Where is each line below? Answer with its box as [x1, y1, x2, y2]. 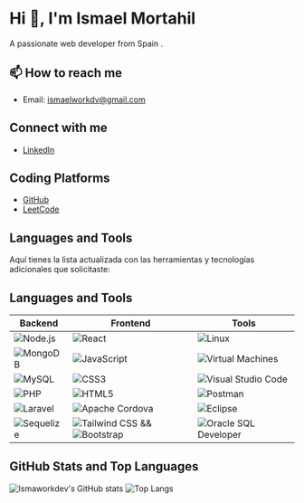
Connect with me [9, 120, 109, 136]
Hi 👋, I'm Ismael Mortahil [9, 8, 196, 29]
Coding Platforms [9, 170, 110, 185]
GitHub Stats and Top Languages [9, 459, 199, 474]
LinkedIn [22, 144, 55, 155]
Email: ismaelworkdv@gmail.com [22, 94, 147, 105]
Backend [19, 317, 59, 329]
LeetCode [22, 204, 60, 215]
